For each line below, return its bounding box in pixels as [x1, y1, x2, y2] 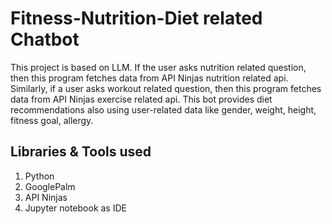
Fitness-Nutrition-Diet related [10, 7, 263, 30]
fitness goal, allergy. [10, 114, 94, 126]
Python [24, 170, 55, 182]
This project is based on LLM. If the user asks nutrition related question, [10, 61, 307, 73]
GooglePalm [24, 180, 76, 192]
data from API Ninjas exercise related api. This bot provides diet [10, 93, 273, 105]
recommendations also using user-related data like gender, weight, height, [10, 103, 317, 116]
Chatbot [10, 28, 80, 51]
